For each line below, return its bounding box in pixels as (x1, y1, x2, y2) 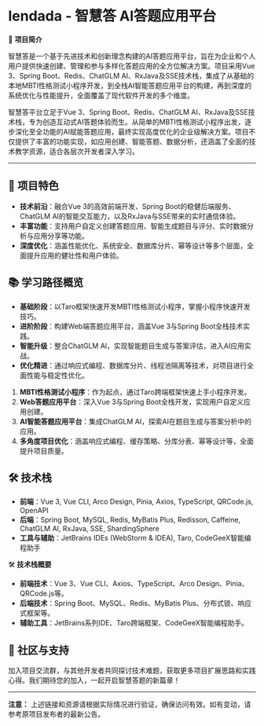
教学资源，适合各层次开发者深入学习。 (14, 146, 139, 156)
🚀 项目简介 (8, 35, 43, 44)
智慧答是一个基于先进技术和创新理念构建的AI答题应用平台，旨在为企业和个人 (8, 51, 256, 60)
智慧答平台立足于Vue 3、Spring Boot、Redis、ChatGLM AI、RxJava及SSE (8, 107, 249, 116)
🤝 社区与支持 (8, 643, 69, 657)
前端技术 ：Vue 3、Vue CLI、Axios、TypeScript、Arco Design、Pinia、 (19, 579, 249, 588)
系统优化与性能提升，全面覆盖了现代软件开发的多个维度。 (8, 90, 194, 100)
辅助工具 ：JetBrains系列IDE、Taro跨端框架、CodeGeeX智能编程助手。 (19, 618, 249, 628)
